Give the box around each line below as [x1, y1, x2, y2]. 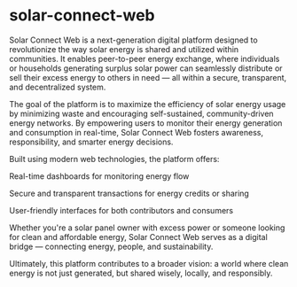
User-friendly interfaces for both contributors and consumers [9, 205, 233, 215]
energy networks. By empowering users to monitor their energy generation [9, 117, 283, 128]
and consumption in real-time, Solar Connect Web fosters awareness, [9, 127, 264, 137]
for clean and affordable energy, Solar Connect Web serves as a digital [9, 231, 268, 242]
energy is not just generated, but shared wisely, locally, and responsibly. [9, 268, 273, 278]
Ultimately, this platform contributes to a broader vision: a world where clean [9, 258, 289, 268]
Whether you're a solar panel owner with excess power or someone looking [9, 222, 285, 233]
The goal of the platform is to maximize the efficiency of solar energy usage [9, 98, 286, 109]
